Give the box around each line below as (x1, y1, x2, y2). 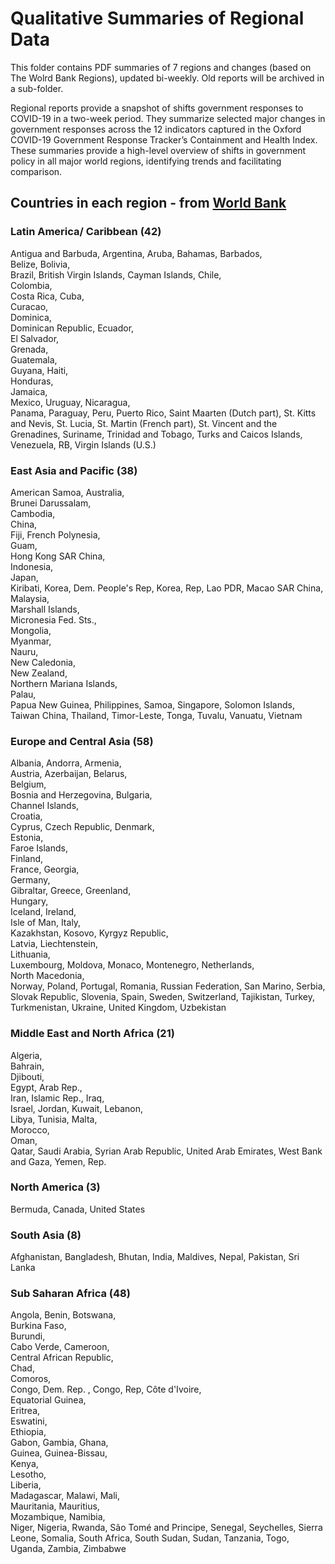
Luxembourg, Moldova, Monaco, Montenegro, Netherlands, (10, 959, 255, 971)
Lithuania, (10, 948, 51, 961)
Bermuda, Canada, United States (10, 1203, 146, 1215)
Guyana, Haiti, (10, 364, 69, 376)
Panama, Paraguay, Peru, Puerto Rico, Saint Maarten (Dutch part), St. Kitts (10, 407, 317, 419)
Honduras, (10, 375, 54, 387)
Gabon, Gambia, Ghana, (10, 1437, 109, 1449)
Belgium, (10, 778, 47, 791)
